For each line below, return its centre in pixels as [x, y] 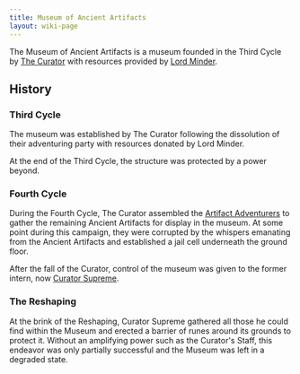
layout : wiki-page [44, 26]
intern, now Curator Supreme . [64, 278]
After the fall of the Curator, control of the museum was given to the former [148, 269]
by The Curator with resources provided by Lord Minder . [114, 61]
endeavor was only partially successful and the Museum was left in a [137, 350]
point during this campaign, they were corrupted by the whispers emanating [150, 232]
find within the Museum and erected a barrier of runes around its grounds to [150, 331]
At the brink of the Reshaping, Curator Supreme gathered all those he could [149, 321]
